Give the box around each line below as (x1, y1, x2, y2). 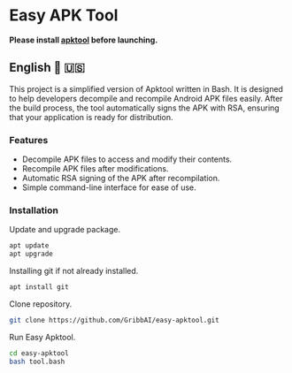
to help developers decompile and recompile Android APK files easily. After (9, 93, 283, 103)
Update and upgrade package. (9, 225, 121, 235)
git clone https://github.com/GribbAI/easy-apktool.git (9, 316, 219, 324)
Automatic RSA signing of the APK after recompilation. (21, 173, 220, 184)
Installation (9, 204, 59, 217)
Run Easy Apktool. (9, 331, 76, 342)
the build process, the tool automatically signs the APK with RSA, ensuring (9, 103, 280, 113)
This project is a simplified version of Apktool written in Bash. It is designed (9, 83, 283, 94)
